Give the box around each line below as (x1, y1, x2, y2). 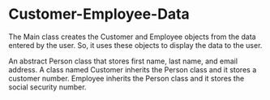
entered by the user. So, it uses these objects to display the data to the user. (8, 40, 263, 50)
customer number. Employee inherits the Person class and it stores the (8, 73, 245, 83)
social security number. (8, 82, 87, 92)
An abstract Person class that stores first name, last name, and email (8, 56, 238, 66)
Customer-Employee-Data (8, 5, 191, 24)
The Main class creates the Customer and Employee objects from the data (8, 32, 257, 41)
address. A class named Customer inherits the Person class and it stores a (8, 64, 257, 74)
